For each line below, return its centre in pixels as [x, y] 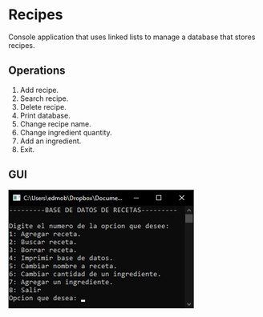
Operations [37, 71]
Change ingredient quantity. [66, 132]
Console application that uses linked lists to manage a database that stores [132, 37]
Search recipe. [44, 98]
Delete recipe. [43, 106]
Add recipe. [39, 90]
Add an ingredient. [51, 141]
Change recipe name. [55, 124]
